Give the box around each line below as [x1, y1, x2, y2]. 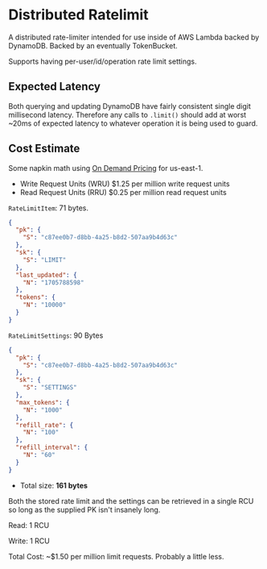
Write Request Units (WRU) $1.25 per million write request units [19, 179, 231, 189]
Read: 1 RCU [8, 520, 50, 530]
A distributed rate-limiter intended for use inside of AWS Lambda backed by [8, 32, 260, 42]
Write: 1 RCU [8, 536, 50, 546]
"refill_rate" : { [15, 421, 74, 429]
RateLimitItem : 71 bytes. [8, 203, 89, 213]
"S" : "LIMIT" [23, 255, 67, 264]
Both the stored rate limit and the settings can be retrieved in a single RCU [8, 496, 254, 505]
